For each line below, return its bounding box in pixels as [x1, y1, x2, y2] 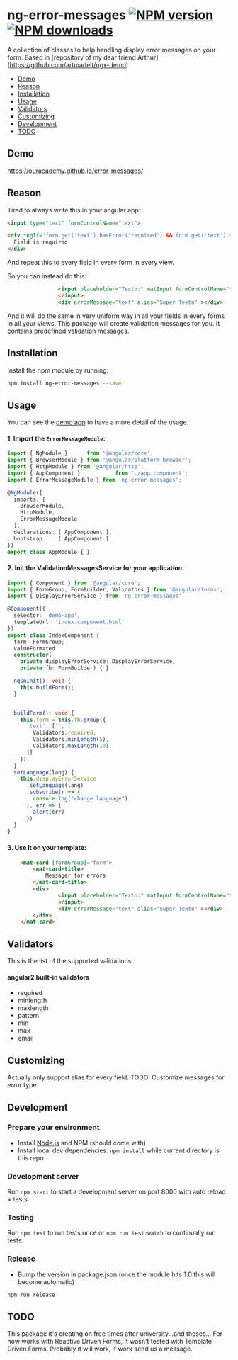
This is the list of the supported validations [7, 957, 132, 965]
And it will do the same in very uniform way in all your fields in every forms [7, 312, 225, 320]
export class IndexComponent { [7, 631, 100, 639]
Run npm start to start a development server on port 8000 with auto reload [7, 1187, 226, 1196]
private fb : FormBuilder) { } [20, 664, 110, 672]
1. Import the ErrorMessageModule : [7, 434, 106, 443]
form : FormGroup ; [13, 638, 65, 645]
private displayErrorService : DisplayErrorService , [20, 658, 176, 665]
